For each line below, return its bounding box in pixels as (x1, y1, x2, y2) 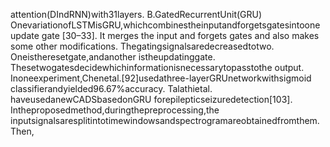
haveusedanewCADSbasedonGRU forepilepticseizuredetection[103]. (10, 94, 293, 105)
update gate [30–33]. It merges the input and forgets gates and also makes (10, 30, 320, 41)
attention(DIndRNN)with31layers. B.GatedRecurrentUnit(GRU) (10, 9, 263, 20)
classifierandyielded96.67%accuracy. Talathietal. (10, 83, 213, 94)
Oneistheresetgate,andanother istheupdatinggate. (10, 51, 216, 63)
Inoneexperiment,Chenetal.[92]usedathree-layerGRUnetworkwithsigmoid (10, 72, 312, 84)
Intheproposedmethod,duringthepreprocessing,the (10, 104, 220, 116)
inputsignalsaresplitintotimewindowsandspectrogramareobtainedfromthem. (10, 115, 320, 126)
